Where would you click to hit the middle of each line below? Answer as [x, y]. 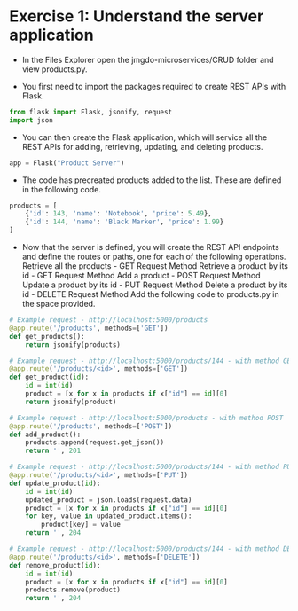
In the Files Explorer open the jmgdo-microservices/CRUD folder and [148, 59]
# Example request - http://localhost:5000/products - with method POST [146, 418]
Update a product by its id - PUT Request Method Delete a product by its [155, 285]
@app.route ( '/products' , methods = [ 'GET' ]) [89, 328]
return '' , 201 [53, 451]
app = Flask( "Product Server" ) [67, 163]
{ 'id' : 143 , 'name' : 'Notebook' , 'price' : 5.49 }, [119, 214]
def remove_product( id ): [55, 565]
